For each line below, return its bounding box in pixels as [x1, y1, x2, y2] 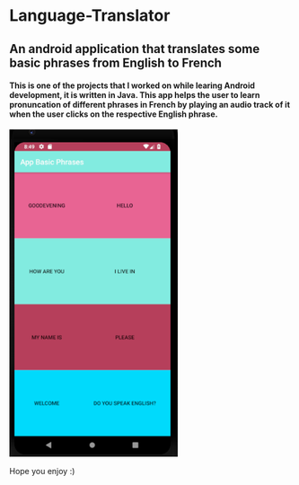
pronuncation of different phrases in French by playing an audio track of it [9, 100, 290, 110]
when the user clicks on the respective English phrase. [9, 109, 218, 119]
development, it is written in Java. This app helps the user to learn [9, 90, 260, 101]
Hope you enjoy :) [9, 465, 75, 476]
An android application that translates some [9, 41, 260, 57]
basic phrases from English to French [9, 55, 223, 70]
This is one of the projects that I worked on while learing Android [9, 80, 256, 91]
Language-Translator [9, 5, 171, 26]
